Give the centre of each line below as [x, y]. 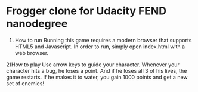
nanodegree [37, 24]
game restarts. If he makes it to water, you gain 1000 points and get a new [97, 77]
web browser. [32, 53]
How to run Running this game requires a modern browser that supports [103, 40]
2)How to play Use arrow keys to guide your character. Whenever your [93, 65]
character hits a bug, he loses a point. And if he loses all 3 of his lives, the [97, 70]
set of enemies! [25, 83]
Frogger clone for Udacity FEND [86, 11]
